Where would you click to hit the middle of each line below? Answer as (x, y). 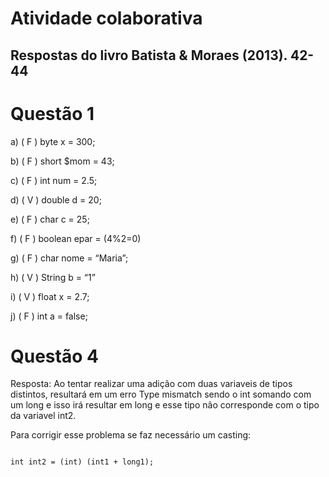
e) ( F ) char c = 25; (50, 219)
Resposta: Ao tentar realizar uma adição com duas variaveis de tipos (151, 384)
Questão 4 (54, 356)
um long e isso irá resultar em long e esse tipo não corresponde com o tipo (165, 405)
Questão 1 (52, 113)
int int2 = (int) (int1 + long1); (82, 462)
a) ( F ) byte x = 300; (53, 141)
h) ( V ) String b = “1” (53, 277)
